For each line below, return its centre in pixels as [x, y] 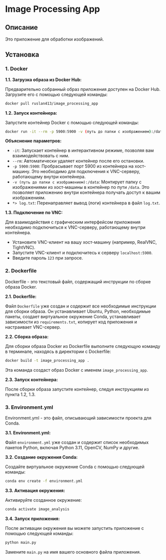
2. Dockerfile [21, 271]
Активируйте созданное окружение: [44, 500]
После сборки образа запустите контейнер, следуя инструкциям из [77, 389]
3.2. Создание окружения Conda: [41, 457]
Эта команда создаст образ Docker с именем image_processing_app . [77, 370]
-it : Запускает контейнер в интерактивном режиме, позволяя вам [83, 151]
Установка [22, 55]
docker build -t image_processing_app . [47, 360]
